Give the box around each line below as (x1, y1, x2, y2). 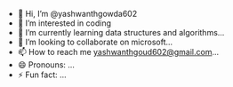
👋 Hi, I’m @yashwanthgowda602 (17, 9, 138, 19)
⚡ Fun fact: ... (17, 69, 67, 80)
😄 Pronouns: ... (17, 59, 76, 70)
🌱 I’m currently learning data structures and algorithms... (17, 28, 225, 37)
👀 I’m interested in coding (17, 18, 112, 28)
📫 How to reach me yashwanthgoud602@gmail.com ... (17, 47, 220, 57)
